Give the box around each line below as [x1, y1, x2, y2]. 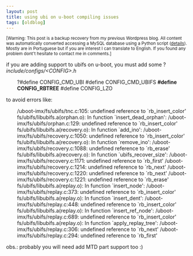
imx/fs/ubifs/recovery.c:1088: [17, 145, 88, 152]
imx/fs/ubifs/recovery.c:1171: [17, 158, 86, 165]
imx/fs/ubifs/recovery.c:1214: [17, 163, 87, 170]
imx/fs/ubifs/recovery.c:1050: [17, 132, 88, 139]
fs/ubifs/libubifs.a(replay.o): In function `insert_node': [17, 182, 145, 189]
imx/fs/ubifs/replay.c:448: [17, 201, 80, 208]
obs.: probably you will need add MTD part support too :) [6, 244, 143, 251]
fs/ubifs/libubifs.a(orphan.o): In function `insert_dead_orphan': [17, 114, 167, 121]
